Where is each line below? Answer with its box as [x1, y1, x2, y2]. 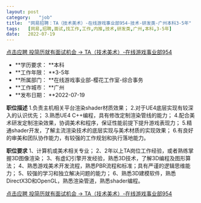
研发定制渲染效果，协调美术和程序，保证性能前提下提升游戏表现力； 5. [11, 119, 187, 126]
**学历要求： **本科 [14, 61, 65, 69]
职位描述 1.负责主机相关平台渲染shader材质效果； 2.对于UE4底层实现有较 [6, 104, 188, 111]
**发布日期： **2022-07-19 [14, 92, 86, 99]
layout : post [6, 8, 39, 15]
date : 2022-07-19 [6, 31, 56, 37]
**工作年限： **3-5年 [14, 69, 70, 76]
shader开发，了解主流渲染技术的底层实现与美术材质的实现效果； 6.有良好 [11, 127, 194, 134]
